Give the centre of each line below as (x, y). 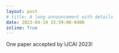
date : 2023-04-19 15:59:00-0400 (45, 22)
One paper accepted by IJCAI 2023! (50, 44)
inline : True (22, 28)
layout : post (22, 11)
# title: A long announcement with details (60, 17)
